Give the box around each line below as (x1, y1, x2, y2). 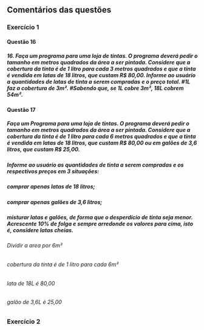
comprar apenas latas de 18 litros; (7, 183, 96, 190)
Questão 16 (7, 38, 36, 45)
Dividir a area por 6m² (7, 242, 63, 249)
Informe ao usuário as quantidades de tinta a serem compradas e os (7, 161, 184, 168)
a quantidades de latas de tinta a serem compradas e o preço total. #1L (7, 78, 191, 85)
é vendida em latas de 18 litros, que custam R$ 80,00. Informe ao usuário (7, 71, 196, 78)
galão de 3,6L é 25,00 (7, 298, 63, 306)
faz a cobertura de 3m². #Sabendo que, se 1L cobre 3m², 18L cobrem (7, 84, 184, 92)
